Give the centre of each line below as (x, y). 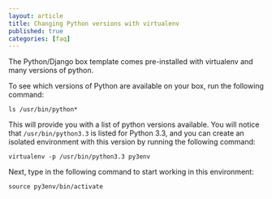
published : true (36, 31)
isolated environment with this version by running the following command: (132, 142)
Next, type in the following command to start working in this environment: (131, 172)
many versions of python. (51, 71)
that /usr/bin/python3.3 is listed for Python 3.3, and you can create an (127, 133)
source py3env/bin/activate (56, 187)
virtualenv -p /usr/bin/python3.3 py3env (80, 157)
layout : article (36, 16)
